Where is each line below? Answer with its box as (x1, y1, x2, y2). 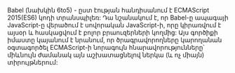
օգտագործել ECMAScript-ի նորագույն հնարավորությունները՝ (7, 44, 205, 51)
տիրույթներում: (7, 58, 58, 66)
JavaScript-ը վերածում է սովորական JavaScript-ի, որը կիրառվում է (7, 21, 222, 29)
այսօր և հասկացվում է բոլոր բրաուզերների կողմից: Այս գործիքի (7, 28, 218, 36)
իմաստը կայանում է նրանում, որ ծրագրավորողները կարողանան (7, 36, 222, 44)
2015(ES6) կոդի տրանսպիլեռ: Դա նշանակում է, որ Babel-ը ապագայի (7, 13, 229, 22)
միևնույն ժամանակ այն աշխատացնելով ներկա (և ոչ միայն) (7, 51, 205, 59)
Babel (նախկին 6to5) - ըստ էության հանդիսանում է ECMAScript (7, 6, 209, 14)
